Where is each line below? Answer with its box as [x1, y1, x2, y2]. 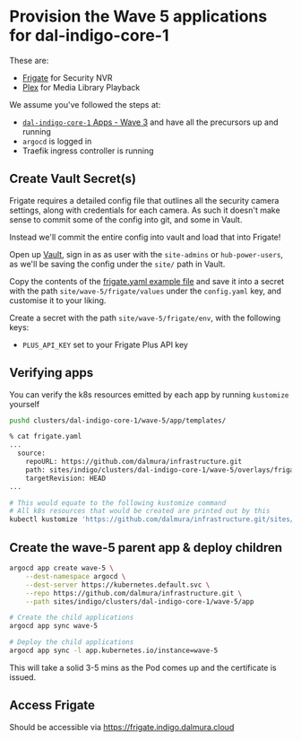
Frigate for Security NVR [21, 72, 113, 83]
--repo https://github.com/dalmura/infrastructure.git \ [25, 588, 243, 597]
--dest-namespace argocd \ [25, 571, 126, 580]
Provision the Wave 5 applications [9, 6, 268, 27]
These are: [9, 55, 49, 65]
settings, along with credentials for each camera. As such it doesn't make [9, 205, 280, 215]
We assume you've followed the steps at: [9, 99, 161, 109]
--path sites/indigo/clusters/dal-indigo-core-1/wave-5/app [25, 597, 254, 606]
